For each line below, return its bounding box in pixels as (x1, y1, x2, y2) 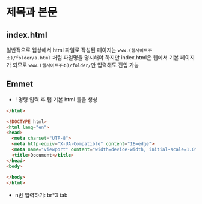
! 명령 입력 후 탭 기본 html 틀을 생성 (14, 95, 98, 103)
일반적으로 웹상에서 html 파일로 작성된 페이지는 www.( (6, 46, 132, 53)
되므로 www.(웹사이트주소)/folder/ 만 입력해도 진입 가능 (12, 61, 139, 68)
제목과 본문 (6, 5, 58, 19)
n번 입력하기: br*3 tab (14, 191, 68, 199)
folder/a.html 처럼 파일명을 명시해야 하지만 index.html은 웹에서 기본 (16, 54, 179, 61)
